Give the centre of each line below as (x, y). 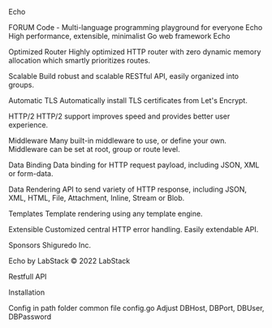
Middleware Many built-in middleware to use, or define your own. (118, 140)
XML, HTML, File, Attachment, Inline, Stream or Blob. (97, 198)
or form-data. (31, 173)
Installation (27, 292)
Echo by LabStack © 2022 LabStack (69, 261)
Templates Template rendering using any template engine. (106, 214)
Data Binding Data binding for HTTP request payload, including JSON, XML (134, 165)
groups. (22, 85)
